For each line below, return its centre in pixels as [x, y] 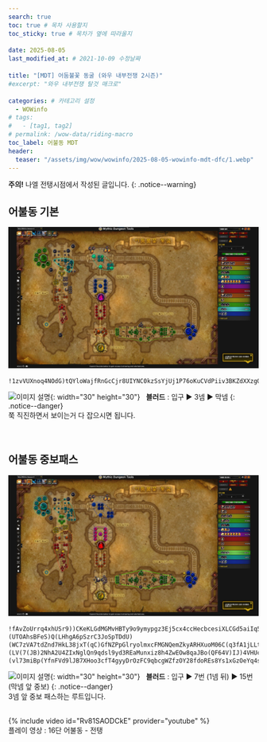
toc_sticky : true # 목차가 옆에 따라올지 [70, 33]
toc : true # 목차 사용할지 [48, 25]
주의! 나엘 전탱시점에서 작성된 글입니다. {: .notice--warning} [103, 184]
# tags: [21, 118]
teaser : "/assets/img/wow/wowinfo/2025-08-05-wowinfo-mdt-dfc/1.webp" [135, 159]
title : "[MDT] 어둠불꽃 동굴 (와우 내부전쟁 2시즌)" [85, 76]
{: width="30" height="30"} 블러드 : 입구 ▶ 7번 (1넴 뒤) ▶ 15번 [152, 677]
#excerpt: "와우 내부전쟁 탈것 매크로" [65, 84]
